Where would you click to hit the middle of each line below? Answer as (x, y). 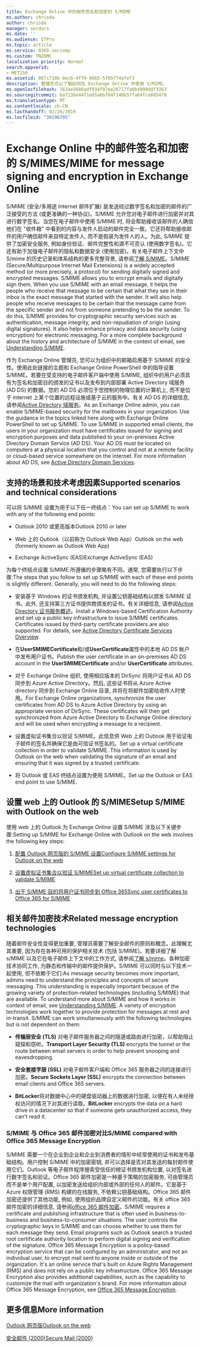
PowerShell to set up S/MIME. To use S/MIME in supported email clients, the (100, 424)
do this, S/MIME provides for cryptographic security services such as (92, 316)
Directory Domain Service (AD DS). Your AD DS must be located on (89, 443)
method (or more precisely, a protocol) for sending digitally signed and (93, 272)
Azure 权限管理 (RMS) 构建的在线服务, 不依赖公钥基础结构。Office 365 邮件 (99, 1192)
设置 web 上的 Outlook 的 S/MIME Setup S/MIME (96, 802)
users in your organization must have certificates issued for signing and (94, 431)
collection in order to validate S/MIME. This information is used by (96, 750)
